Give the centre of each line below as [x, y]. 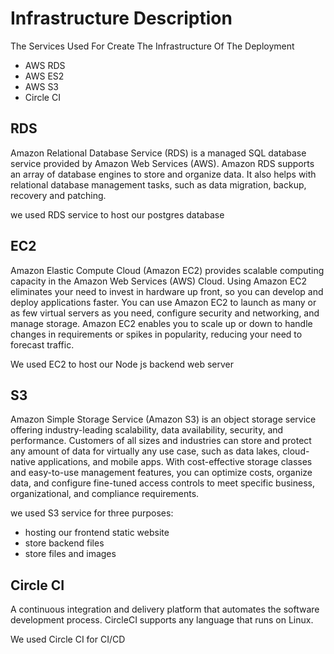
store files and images [70, 554]
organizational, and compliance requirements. [105, 494]
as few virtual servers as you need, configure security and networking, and [165, 313]
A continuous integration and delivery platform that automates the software [165, 609]
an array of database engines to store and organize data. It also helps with [163, 174]
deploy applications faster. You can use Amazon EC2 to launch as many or [163, 302]
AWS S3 [42, 86]
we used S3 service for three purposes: [92, 513]
